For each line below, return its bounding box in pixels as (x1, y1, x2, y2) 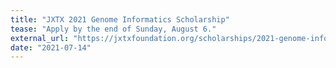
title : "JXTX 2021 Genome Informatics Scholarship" (10, 14, 230, 25)
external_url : (10, 33, 70, 43)
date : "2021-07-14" (10, 42, 92, 53)
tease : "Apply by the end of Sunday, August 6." (10, 24, 217, 34)
